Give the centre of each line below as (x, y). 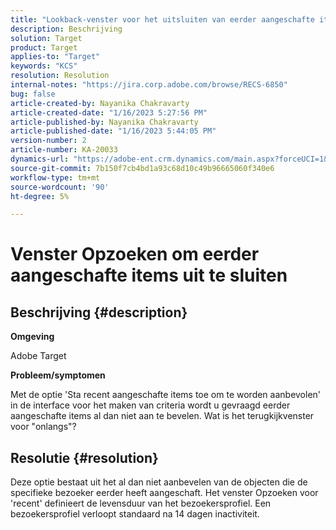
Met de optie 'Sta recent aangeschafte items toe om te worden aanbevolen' (166, 395)
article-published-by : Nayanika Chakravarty (104, 122)
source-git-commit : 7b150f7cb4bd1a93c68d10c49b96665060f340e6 (142, 168)
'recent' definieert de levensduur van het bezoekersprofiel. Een (141, 503)
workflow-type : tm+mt (55, 177)
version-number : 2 (48, 141)
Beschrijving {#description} (99, 312)
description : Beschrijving (66, 29)
